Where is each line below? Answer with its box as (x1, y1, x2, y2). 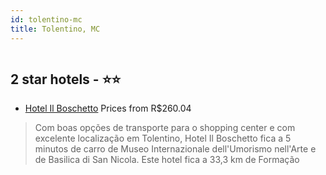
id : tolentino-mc (10, 14, 83, 25)
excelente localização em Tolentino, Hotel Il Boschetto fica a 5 (34, 132, 292, 145)
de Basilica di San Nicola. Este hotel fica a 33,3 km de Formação (34, 154, 300, 166)
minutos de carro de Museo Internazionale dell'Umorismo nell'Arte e (34, 143, 317, 155)
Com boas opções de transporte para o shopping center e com (34, 122, 296, 134)
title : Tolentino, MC (10, 24, 101, 34)
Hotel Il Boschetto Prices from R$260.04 (24, 102, 192, 115)
